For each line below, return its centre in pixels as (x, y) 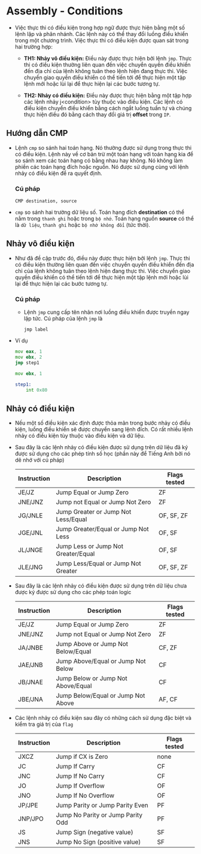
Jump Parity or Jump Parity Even (102, 805)
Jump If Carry (75, 767)
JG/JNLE (30, 516)
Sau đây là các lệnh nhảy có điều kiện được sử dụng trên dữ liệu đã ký (101, 447)
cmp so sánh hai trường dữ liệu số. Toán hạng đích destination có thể (99, 212)
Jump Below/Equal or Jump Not (100, 696)
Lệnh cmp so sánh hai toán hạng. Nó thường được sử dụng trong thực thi (103, 147)
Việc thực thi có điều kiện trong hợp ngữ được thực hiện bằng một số (100, 28)
